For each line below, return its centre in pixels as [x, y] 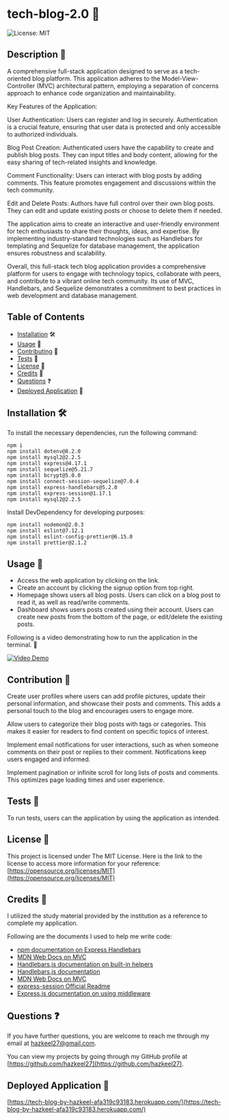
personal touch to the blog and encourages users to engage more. [100, 711]
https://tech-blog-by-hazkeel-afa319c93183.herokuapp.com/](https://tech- [115, 1102]
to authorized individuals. [43, 134]
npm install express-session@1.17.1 [59, 493]
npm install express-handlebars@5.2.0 [62, 488]
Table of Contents [46, 317]
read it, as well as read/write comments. [73, 603]
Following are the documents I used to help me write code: [90, 937]
